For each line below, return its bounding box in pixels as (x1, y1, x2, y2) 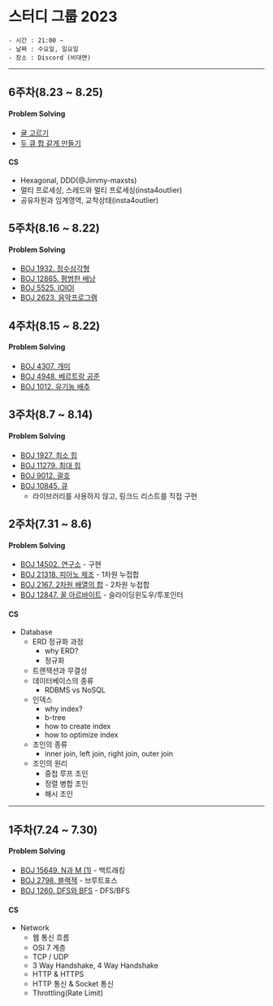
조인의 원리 (32, 758, 67, 768)
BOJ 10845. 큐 (19, 481, 68, 490)
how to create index (44, 722, 111, 731)
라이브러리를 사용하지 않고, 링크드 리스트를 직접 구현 (32, 490, 197, 501)
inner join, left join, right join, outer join (44, 749, 173, 758)
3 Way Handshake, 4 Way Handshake (32, 960, 158, 970)
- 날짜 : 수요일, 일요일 (8, 45, 79, 53)
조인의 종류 (32, 740, 67, 749)
